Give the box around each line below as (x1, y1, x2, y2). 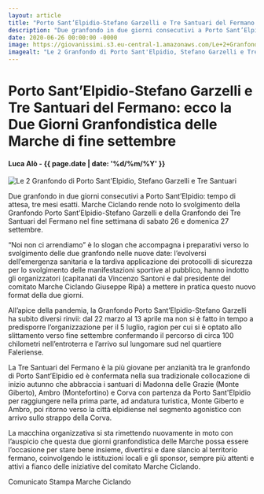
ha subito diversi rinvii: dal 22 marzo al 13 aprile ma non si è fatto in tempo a (8, 314, 254, 324)
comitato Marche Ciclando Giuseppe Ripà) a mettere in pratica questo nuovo (8, 282, 256, 292)
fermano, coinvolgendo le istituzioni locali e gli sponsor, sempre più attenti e (8, 454, 255, 463)
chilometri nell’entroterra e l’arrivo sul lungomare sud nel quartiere (8, 340, 222, 349)
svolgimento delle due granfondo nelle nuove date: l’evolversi (8, 249, 207, 258)
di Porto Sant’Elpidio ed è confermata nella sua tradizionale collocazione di (8, 371, 250, 381)
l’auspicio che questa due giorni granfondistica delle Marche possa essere (8, 436, 249, 446)
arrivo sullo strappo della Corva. (8, 413, 112, 422)
